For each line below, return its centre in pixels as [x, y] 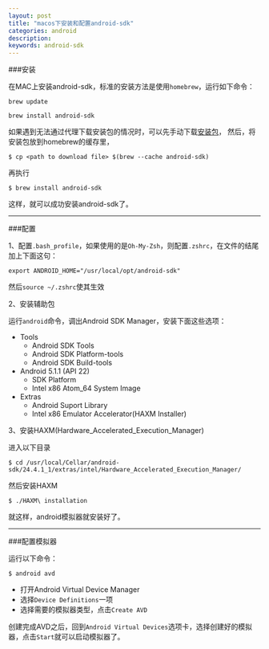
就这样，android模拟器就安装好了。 [67, 517]
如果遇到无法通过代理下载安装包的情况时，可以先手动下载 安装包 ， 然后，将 [132, 132]
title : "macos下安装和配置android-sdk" [71, 23]
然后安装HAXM [33, 486]
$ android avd [32, 574]
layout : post [30, 16]
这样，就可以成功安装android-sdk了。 [71, 204]
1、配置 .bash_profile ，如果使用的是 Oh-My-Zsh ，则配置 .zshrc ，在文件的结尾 [134, 246]
